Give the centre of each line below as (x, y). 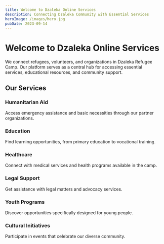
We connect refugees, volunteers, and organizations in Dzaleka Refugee (79, 62)
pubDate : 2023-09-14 (26, 24)
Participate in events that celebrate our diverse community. (65, 237)
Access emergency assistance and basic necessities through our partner (80, 113)
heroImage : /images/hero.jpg (35, 19)
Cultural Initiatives (28, 225)
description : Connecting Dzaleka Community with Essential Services (77, 14)
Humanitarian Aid (27, 102)
